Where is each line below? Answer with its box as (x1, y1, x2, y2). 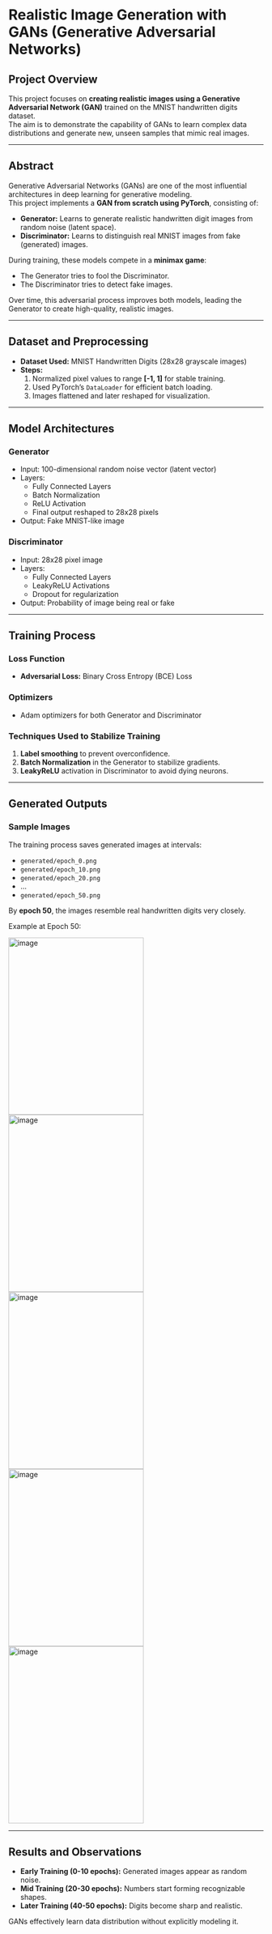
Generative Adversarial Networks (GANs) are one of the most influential (8, 181, 247, 190)
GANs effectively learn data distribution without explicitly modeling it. (8, 1917, 239, 1927)
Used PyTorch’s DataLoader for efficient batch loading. (32, 382, 213, 392)
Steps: (19, 364, 43, 374)
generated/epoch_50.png (19, 891, 101, 900)
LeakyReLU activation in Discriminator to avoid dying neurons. (19, 765, 229, 775)
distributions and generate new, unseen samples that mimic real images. (8, 128, 249, 138)
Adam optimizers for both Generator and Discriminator (19, 710, 202, 720)
